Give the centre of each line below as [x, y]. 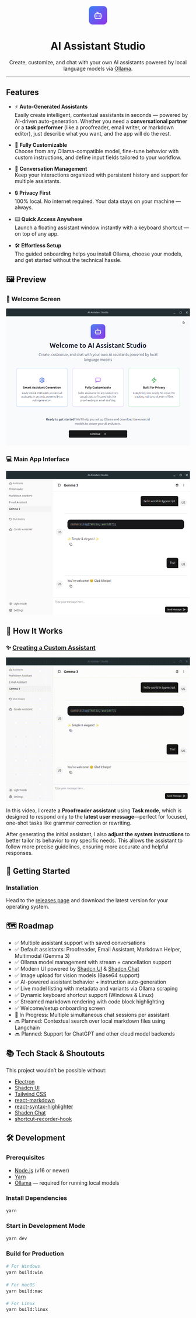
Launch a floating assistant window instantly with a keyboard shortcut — [102, 227]
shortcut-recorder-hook [43, 1119]
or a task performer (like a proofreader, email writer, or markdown [94, 127]
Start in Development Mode [46, 1226]
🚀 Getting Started [38, 871]
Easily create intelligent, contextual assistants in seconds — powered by [101, 115]
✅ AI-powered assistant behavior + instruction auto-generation [90, 982]
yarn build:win [24, 1273]
